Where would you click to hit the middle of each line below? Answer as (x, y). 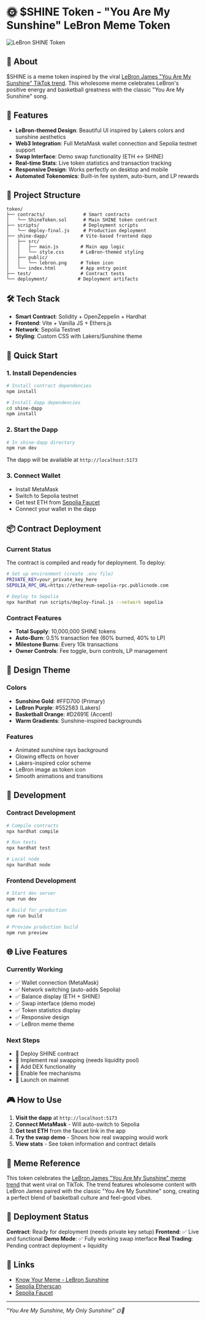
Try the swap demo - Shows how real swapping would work (92, 1138)
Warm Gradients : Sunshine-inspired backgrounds (78, 721)
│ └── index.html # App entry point (67, 268)
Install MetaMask (37, 489)
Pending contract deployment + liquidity (57, 1245)
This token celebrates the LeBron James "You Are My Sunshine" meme (96, 1178)
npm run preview (27, 932)
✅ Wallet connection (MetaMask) (57, 983)
